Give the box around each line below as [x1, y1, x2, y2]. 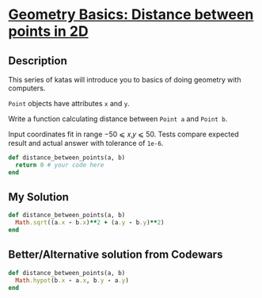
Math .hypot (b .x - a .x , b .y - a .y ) [15, 276, 129, 285]
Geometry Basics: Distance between [8, 6, 254, 24]
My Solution [8, 190, 70, 204]
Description [8, 54, 67, 67]
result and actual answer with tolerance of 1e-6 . [8, 139, 164, 147]
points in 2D [8, 22, 89, 40]
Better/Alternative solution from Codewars [8, 248, 223, 262]
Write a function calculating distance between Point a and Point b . [8, 114, 228, 124]
